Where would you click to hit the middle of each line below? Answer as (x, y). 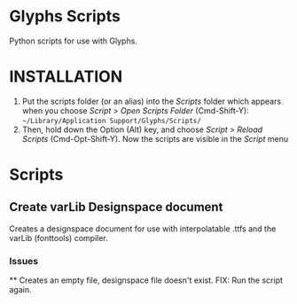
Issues (24, 261)
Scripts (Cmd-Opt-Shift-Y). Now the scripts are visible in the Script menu (155, 138)
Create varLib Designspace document (116, 207)
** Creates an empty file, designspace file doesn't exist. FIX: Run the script (146, 280)
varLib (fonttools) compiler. (59, 238)
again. (21, 290)
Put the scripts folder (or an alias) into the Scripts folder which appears (152, 101)
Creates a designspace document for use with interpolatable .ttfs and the (143, 229)
